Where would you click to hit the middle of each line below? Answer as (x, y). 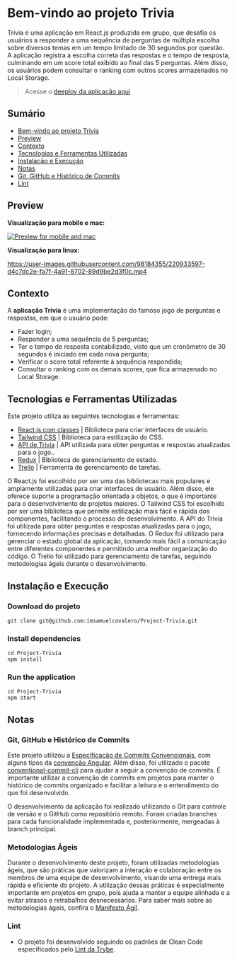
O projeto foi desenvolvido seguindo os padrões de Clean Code (110, 942)
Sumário (27, 114)
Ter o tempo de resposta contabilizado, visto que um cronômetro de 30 (122, 347)
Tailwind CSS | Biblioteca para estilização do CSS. (91, 437)
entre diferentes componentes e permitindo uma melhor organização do (112, 549)
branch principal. (32, 829)
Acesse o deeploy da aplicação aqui (77, 91)
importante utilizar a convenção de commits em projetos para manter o (111, 778)
